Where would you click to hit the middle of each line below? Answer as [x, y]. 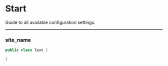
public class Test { [27, 50]
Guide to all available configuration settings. [50, 22]
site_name [18, 40]
